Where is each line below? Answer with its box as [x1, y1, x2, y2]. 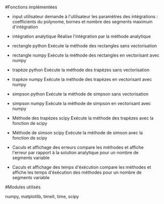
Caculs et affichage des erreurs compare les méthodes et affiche [12, 144, 144, 150]
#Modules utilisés [5, 184, 41, 190]
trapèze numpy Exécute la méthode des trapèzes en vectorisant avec [12, 77, 152, 82]
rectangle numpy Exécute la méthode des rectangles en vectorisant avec [12, 52, 160, 58]
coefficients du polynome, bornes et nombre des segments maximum [12, 19, 153, 24]
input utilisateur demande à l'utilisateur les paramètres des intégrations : [12, 14, 158, 19]
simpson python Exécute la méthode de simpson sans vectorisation [12, 91, 148, 97]
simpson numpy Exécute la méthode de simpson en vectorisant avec [12, 101, 151, 106]
